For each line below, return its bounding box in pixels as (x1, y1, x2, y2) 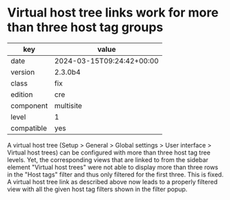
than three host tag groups (7, 19, 164, 35)
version (10, 67, 35, 77)
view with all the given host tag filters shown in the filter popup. (7, 185, 188, 193)
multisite (54, 101, 83, 110)
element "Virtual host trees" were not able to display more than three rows (7, 163, 219, 171)
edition (10, 90, 33, 99)
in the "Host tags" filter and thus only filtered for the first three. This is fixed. (7, 170, 224, 179)
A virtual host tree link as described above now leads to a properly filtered (7, 177, 218, 186)
